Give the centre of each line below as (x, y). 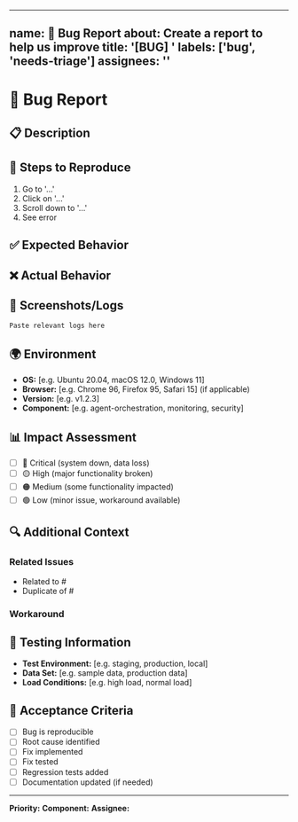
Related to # (44, 581)
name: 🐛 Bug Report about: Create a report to (136, 33)
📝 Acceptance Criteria (71, 710)
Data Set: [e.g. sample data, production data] (105, 673)
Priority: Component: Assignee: (70, 808)
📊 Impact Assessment (73, 437)
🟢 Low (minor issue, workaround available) (101, 500)
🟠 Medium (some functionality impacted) (98, 487)
